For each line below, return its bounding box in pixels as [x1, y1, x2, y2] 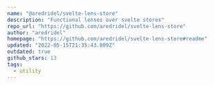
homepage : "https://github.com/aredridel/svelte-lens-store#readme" [7, 36, 208, 42]
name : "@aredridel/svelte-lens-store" [7, 10, 118, 17]
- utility [13, 67, 41, 74]
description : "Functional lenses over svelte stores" [7, 16, 165, 23]
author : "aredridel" [7, 29, 67, 36]
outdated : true [7, 49, 51, 56]
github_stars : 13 [7, 55, 57, 62]
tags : [7, 61, 23, 68]
